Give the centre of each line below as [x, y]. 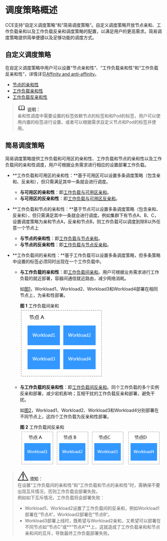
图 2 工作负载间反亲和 [42, 427]
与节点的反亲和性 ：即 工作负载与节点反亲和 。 [66, 245]
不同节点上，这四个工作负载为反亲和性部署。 [66, 416]
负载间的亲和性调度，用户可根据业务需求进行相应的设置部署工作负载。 [77, 165]
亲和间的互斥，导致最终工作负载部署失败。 [68, 533]
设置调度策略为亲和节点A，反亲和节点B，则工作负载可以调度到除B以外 [84, 221]
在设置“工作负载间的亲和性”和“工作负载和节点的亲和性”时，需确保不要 [89, 485]
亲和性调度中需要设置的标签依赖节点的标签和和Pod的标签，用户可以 [87, 116]
